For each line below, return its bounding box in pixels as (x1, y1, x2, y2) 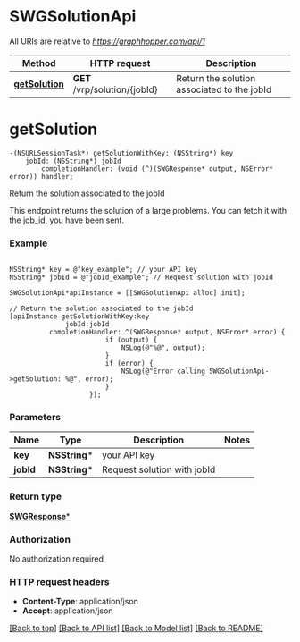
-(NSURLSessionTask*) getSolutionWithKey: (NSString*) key (9, 148, 234, 157)
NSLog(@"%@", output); (121, 343, 205, 352)
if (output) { (104, 335, 158, 345)
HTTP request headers (9, 575, 110, 587)
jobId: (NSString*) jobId (25, 156, 122, 165)
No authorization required (9, 553, 104, 564)
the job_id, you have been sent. (9, 215, 125, 225)
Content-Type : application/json (21, 596, 138, 607)
